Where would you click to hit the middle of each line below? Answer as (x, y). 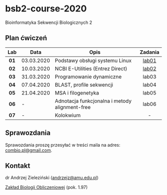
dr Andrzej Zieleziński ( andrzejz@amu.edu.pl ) (52, 178)
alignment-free (73, 107)
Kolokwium (68, 115)
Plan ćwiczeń (26, 38)
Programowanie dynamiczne (88, 77)
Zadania (150, 52)
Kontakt (18, 165)
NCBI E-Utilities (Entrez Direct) (91, 69)
